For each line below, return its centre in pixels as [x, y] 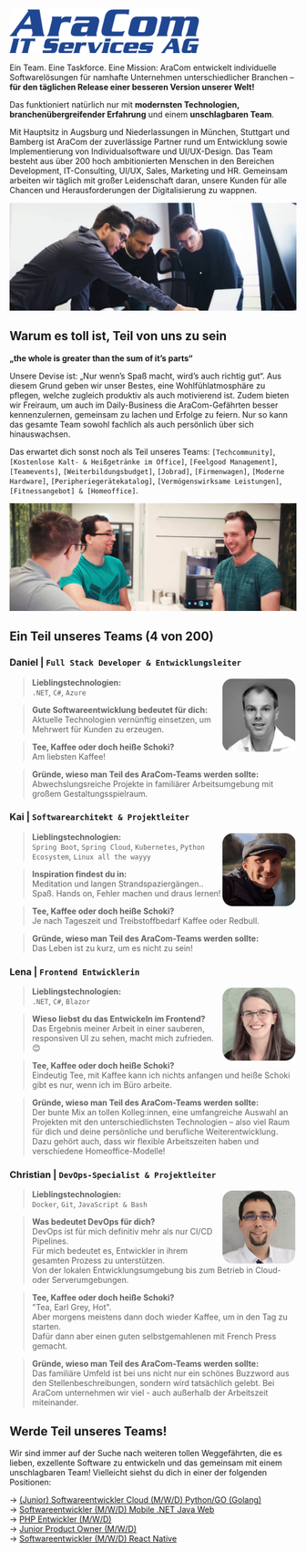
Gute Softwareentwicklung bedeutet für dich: [119, 709]
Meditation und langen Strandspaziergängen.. [117, 884]
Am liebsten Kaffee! [69, 756]
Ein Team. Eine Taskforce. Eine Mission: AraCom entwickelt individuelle [143, 67]
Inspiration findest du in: [79, 874]
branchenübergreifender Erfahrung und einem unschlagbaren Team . [142, 114]
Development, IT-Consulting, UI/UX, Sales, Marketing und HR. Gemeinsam [149, 171]
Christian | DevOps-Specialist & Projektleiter [113, 1174]
